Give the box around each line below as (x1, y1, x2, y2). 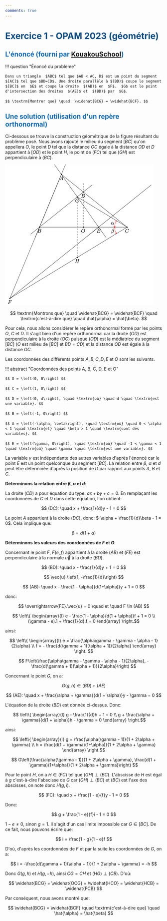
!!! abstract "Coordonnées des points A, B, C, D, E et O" (5, 366, 119, 372)
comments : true (5, 8, 37, 13)
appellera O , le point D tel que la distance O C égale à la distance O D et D (5, 144, 155, 150)
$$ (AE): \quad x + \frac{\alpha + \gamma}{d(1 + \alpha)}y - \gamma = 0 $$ (5, 692, 162, 698)
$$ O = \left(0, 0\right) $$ (5, 376, 66, 381)
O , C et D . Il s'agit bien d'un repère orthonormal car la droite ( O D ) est (5, 331, 147, 337)
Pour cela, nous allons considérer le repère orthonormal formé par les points (5, 325, 163, 331)
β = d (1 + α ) (71, 530, 96, 536)
